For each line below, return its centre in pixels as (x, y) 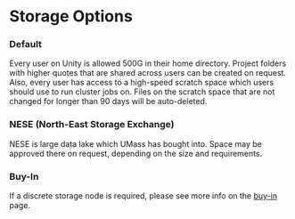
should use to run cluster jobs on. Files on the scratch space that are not (142, 92)
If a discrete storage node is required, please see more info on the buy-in (143, 196)
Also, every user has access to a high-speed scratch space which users (142, 83)
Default (26, 45)
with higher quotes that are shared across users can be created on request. (148, 73)
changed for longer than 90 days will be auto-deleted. (108, 101)
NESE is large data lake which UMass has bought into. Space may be (136, 143)
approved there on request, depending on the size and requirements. (136, 153)
